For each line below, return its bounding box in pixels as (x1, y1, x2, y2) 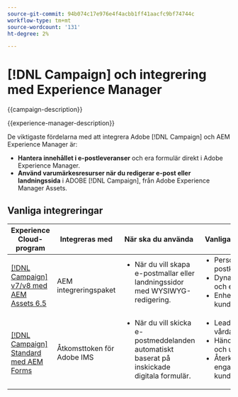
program (15, 243, 46, 253)
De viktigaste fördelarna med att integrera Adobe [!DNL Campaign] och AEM (7, 132, 230, 142)
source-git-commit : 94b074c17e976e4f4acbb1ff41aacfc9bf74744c (7, 10, 195, 18)
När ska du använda (124, 234, 193, 244)
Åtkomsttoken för (56, 344, 115, 353)
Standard (11, 348, 42, 357)
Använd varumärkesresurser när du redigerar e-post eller (17, 169, 191, 178)
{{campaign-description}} (7, 105, 83, 114)
